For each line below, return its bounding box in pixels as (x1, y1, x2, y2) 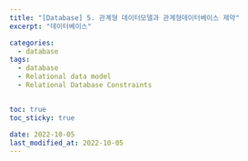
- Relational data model (17, 72, 112, 82)
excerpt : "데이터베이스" (9, 22, 93, 31)
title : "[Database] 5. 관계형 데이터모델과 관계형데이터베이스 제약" (9, 13, 240, 23)
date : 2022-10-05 (9, 129, 75, 139)
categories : (9, 38, 55, 47)
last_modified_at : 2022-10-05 (9, 138, 124, 147)
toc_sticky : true (9, 113, 75, 123)
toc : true (9, 105, 47, 114)
